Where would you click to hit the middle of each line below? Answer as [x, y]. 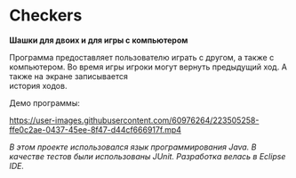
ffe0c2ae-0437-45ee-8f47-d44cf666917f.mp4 [96, 129]
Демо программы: [44, 102]
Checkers [46, 16]
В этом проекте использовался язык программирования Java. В [133, 147]
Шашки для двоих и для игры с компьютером [99, 40]
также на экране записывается [69, 76]
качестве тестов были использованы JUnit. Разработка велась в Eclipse [148, 156]
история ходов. [38, 85]
